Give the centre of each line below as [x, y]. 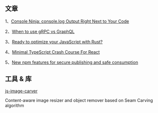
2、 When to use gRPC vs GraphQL [40, 31]
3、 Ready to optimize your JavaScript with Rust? [54, 42]
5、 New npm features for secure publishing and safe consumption [72, 62]
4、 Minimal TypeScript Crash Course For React [53, 52]
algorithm [15, 105]
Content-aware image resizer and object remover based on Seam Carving [79, 100]
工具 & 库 [18, 79]
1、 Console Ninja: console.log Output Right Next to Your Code [67, 21]
